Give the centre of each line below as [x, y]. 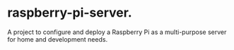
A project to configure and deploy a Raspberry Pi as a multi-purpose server [117, 32]
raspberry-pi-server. [70, 13]
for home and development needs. [58, 39]
